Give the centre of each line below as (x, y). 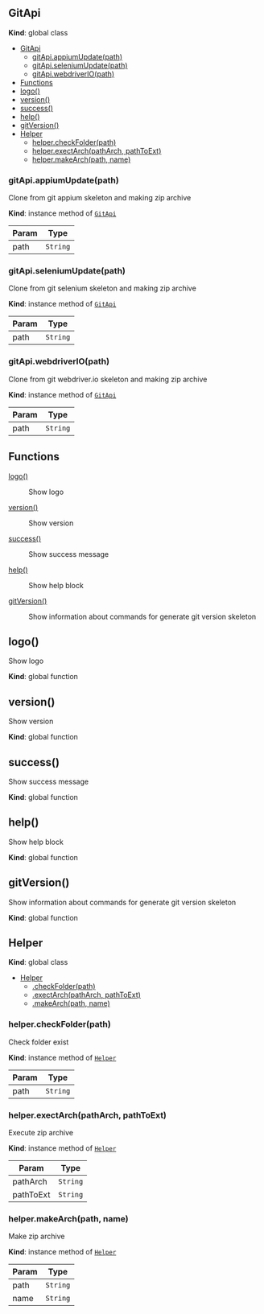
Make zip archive (37, 1236)
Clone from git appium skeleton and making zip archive (100, 198)
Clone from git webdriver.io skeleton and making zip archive (108, 379)
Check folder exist (39, 1042)
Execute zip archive (41, 1132)
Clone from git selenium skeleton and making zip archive (103, 288)
